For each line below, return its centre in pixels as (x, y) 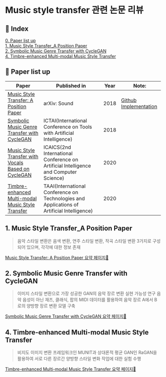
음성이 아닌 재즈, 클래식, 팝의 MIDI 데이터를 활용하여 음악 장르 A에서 (88, 300)
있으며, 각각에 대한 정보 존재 (53, 247)
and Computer (60, 172)
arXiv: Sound (59, 103)
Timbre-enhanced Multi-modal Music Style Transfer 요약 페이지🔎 (71, 369)
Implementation (139, 106)
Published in (71, 85)
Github (129, 100)
